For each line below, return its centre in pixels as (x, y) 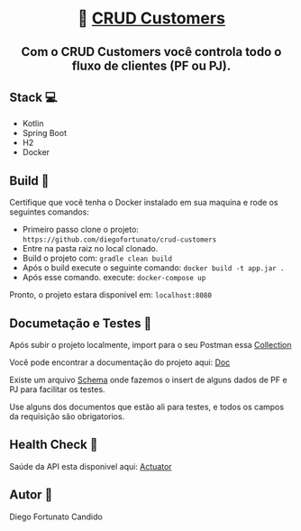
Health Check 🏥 (54, 445)
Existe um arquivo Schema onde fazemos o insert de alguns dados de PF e (148, 380)
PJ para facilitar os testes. (57, 389)
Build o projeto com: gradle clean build (97, 258)
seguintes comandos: (50, 212)
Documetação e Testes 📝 (81, 323)
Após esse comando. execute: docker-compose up (114, 278)
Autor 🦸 (31, 495)
